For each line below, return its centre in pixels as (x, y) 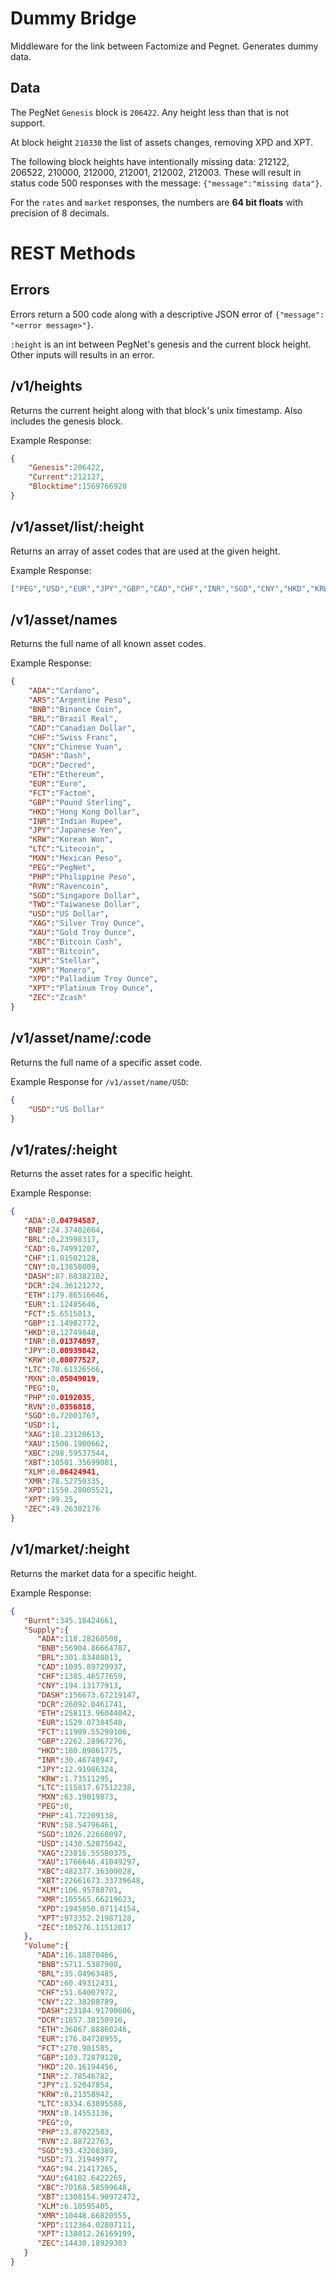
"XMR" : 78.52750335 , (64, 1481)
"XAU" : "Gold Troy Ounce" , (82, 933)
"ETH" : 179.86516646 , (66, 1295)
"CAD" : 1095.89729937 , (82, 1667)
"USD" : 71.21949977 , (77, 2160)
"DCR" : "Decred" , (62, 765)
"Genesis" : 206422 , (66, 468)
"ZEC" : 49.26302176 (62, 1509)
